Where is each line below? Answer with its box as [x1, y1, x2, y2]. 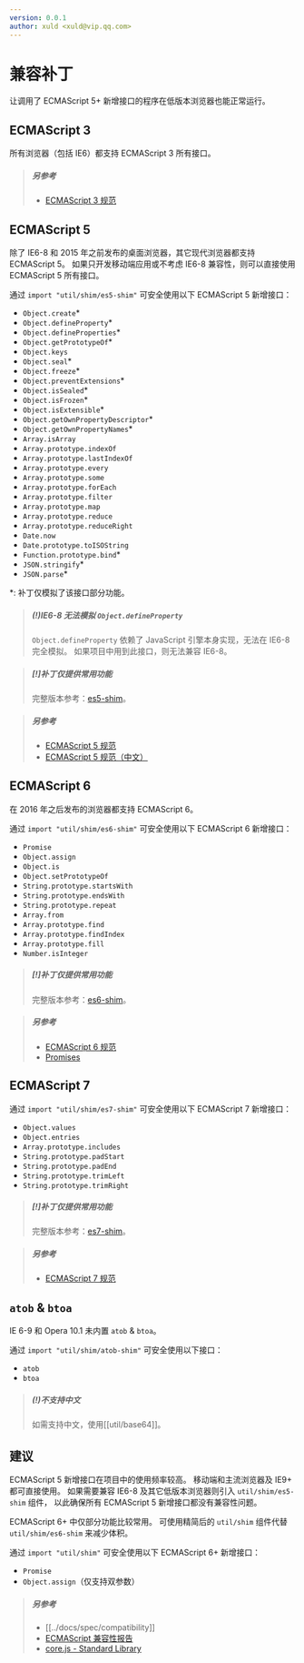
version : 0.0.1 [9, 13, 67, 23]
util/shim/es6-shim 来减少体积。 [9, 1527, 133, 1538]
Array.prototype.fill [22, 939, 104, 949]
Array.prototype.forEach [22, 483, 117, 492]
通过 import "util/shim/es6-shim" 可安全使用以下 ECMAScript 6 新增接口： [9, 822, 292, 833]
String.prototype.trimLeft [22, 1171, 125, 1181]
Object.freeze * [22, 366, 80, 377]
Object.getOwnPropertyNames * [22, 424, 133, 435]
